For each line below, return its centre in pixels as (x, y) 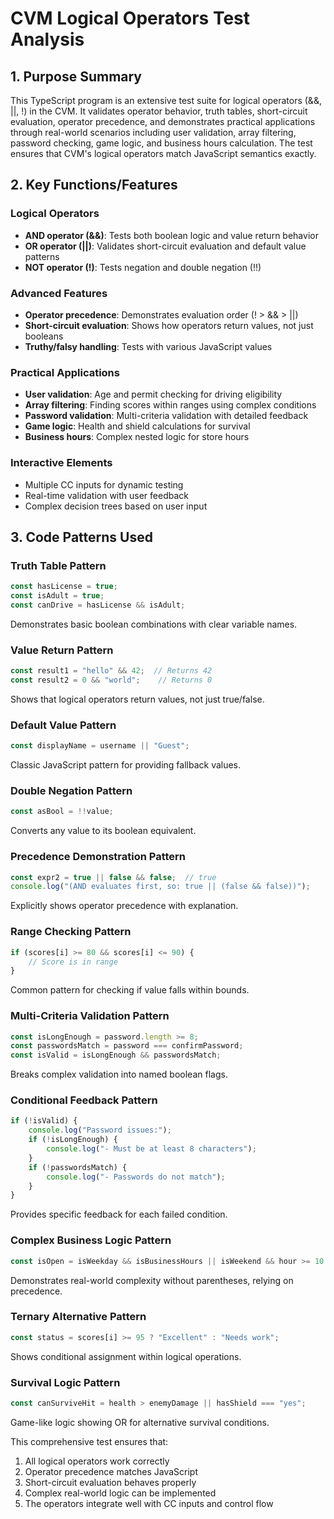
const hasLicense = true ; (64, 587)
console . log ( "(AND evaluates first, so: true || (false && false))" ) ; (160, 887)
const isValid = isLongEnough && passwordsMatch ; (116, 1055)
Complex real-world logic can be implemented (120, 1493)
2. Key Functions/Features (94, 185)
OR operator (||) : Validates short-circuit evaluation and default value (165, 246)
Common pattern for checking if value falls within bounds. (130, 990)
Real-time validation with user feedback (106, 495)
